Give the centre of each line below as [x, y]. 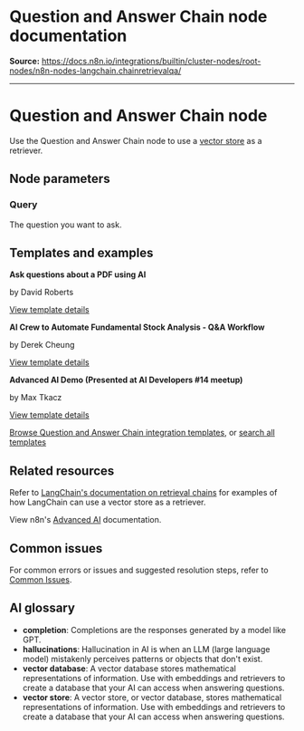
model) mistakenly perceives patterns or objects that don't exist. [142, 659]
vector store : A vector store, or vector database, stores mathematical [152, 697]
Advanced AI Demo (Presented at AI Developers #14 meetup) [126, 380]
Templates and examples [81, 252]
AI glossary [42, 608]
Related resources [62, 471]
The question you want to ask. [66, 225]
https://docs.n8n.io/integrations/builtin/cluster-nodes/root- [152, 61]
